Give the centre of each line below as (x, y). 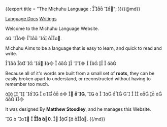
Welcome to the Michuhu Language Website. (52, 28)
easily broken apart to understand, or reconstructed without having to (78, 79)
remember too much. (27, 84)
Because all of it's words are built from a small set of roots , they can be (80, 73)
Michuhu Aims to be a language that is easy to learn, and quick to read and (84, 48)
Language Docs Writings (31, 19)
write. (11, 54)
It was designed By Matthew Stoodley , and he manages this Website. (78, 109)
